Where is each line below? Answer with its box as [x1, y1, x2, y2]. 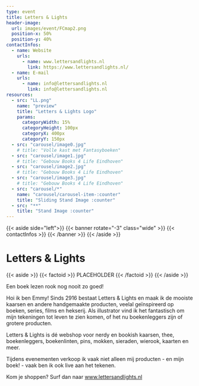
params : [17, 114, 36, 120]
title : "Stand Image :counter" [17, 208, 94, 214]
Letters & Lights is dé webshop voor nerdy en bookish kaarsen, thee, [6, 331, 175, 338]
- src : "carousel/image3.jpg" [11, 175, 86, 181]
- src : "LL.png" [11, 97, 52, 103]
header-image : [6, 20, 42, 26]
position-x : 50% [11, 31, 52, 37]
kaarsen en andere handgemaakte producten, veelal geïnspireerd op [6, 301, 174, 308]
